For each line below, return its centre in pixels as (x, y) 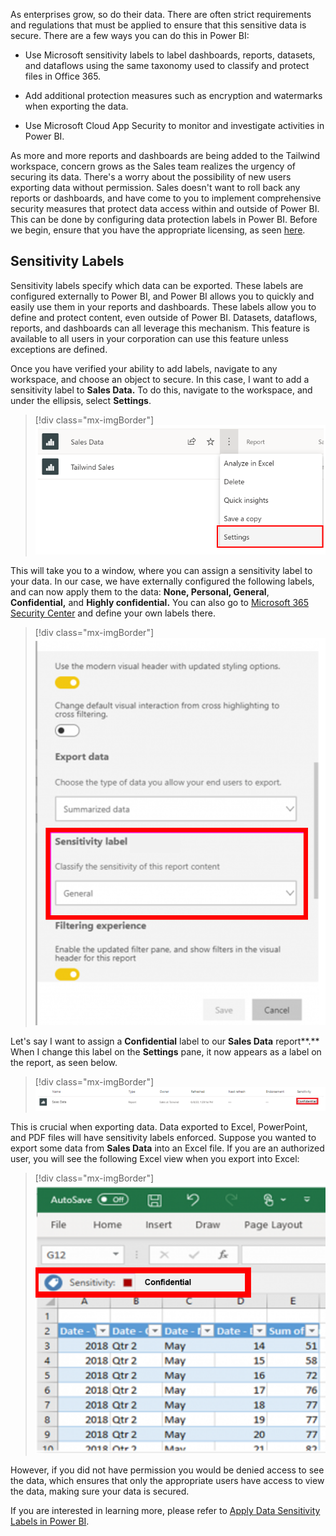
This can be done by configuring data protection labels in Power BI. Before (164, 219)
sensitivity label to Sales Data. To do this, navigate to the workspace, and (161, 390)
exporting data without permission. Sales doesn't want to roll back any (155, 187)
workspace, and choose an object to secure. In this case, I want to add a (160, 379)
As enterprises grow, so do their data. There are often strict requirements (161, 14)
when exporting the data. (76, 106)
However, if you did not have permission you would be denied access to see (167, 1470)
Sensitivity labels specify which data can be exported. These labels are (157, 285)
